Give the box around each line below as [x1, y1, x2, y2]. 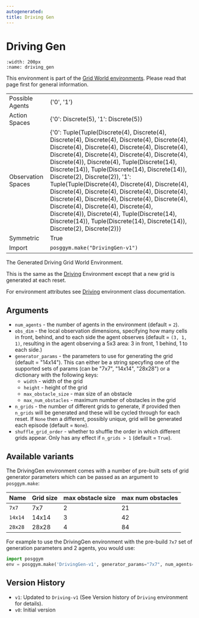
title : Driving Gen [6, 14, 54, 20]
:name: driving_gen [6, 65, 54, 70]
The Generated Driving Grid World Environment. [6, 259, 123, 266]
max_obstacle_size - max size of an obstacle [23, 390, 132, 397]
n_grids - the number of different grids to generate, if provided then [14, 403, 181, 410]
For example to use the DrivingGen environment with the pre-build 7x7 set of [6, 538, 192, 545]
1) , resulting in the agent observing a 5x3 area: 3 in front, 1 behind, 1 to [14, 340, 188, 347]
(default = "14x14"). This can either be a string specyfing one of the [14, 359, 179, 366]
